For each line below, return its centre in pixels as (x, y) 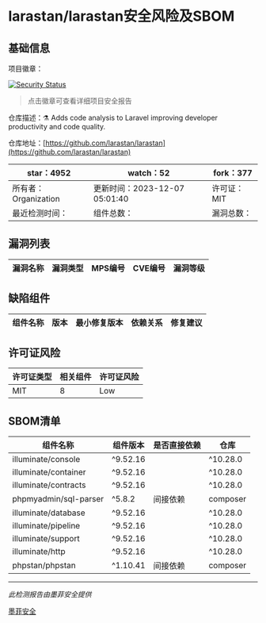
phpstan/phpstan (44, 566)
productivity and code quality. (57, 127)
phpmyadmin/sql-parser (58, 499)
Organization (36, 199)
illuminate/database (49, 513)
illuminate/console (46, 460)
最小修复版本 (100, 322)
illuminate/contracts (49, 485)
